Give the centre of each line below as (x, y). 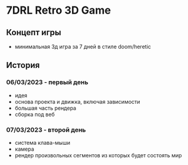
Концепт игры (34, 32)
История (23, 65)
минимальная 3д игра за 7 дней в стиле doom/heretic (83, 46)
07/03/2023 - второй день (46, 130)
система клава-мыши (42, 142)
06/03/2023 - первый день (47, 82)
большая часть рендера (45, 108)
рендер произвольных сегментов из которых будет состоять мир (98, 155)
